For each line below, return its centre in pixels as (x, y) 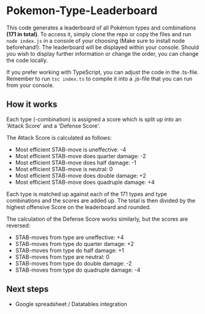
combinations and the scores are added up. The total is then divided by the (101, 201)
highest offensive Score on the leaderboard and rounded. (79, 207)
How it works (32, 105)
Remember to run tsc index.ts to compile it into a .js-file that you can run (99, 78)
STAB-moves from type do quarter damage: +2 (75, 243)
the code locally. (27, 60)
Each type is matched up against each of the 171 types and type (87, 194)
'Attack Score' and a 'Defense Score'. (53, 126)
